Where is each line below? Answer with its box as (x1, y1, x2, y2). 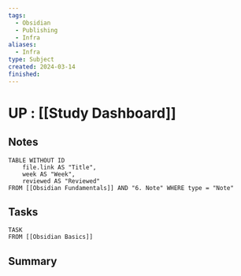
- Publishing (15, 26, 58, 34)
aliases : (8, 41, 37, 49)
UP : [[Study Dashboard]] (8, 104, 176, 122)
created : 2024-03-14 (8, 63, 76, 71)
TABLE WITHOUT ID (8, 156, 65, 164)
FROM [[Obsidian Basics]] (8, 233, 93, 241)
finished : (8, 70, 41, 78)
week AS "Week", (22, 170, 76, 178)
